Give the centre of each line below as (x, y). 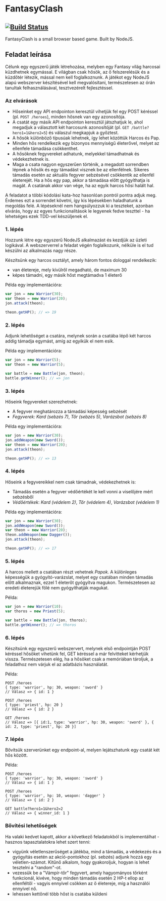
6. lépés (15, 638)
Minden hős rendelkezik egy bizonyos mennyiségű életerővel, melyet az (86, 143)
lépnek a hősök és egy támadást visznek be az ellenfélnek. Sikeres (81, 170)
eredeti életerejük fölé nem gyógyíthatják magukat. (57, 588)
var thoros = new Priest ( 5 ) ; (35, 611)
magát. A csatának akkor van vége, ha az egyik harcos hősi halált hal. (83, 186)
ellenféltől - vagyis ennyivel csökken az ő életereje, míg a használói (81, 883)
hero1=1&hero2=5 (29, 133)
